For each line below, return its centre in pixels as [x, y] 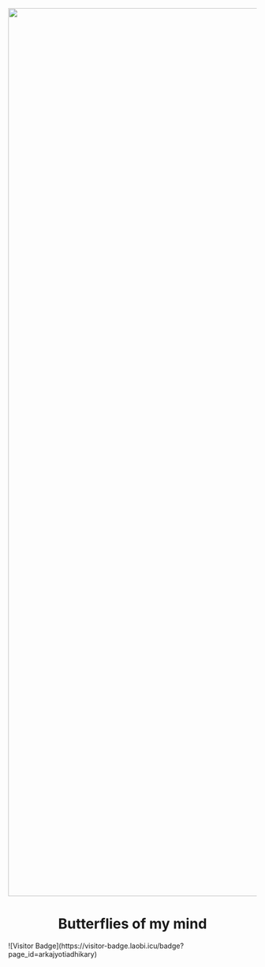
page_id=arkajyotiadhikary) [52, 954]
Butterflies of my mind [132, 924]
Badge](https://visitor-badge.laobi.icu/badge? [109, 946]
